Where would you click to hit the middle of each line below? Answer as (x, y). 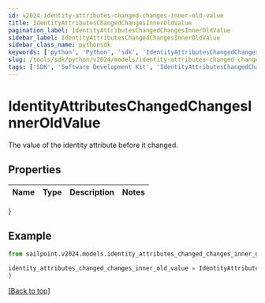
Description (92, 192)
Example (30, 235)
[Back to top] (29, 290)
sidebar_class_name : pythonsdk (60, 45)
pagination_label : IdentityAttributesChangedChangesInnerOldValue (119, 30)
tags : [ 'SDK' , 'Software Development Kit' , (81, 67)
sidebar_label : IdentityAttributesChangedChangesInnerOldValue (114, 38)
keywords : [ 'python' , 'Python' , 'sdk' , (74, 52)
